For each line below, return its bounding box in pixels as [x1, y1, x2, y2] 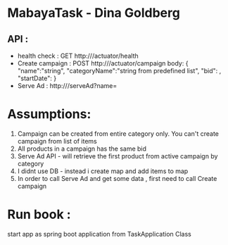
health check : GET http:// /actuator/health [17, 51, 139, 60]
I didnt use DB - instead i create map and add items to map [17, 167, 189, 175]
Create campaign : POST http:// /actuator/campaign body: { [17, 59, 189, 68]
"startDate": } [17, 74, 57, 82]
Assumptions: [7, 106, 91, 122]
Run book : [7, 206, 72, 222]
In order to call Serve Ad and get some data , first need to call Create [17, 174, 217, 182]
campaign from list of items [17, 137, 97, 145]
